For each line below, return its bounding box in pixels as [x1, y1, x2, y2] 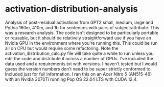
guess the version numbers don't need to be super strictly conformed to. [5, 66, 152, 71]
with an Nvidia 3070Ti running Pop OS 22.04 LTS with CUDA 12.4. [5, 76, 138, 82]
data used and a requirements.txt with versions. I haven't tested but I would [5, 61, 157, 67]
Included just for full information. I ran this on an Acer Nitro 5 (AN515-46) [5, 71, 152, 77]
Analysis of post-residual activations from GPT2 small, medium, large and [5, 19, 153, 25]
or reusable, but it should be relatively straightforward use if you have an [5, 35, 152, 41]
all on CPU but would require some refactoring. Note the [5, 45, 118, 51]
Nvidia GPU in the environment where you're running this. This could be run [5, 40, 158, 46]
